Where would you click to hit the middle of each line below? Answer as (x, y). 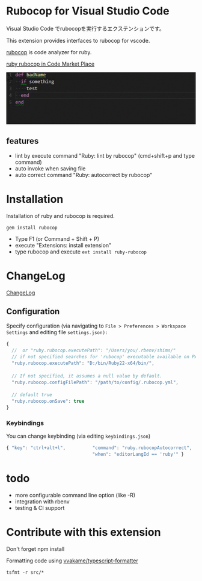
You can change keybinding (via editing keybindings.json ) (78, 436)
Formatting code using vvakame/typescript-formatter (72, 561)
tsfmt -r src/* (25, 572)
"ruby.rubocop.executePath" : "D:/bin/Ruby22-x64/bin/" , (83, 363)
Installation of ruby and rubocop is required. (61, 216)
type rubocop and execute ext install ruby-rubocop (81, 252)
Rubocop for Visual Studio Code (88, 11)
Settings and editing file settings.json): (57, 332)
